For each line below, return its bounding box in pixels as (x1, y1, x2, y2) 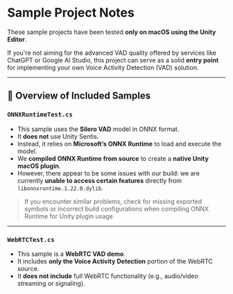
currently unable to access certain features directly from (17, 176, 182, 184)
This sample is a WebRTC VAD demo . (17, 250, 126, 258)
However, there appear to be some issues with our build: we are (17, 168, 200, 178)
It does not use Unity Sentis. (17, 132, 99, 140)
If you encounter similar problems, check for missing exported (24, 197, 202, 205)
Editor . (7, 35, 27, 43)
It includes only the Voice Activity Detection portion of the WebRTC (17, 257, 214, 265)
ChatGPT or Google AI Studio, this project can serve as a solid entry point (7, 55, 219, 64)
